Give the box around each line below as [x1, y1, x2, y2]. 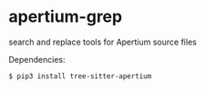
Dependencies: [8, 54, 66, 65]
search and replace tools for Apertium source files [8, 36, 197, 47]
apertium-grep [8, 6, 123, 27]
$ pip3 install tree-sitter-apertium [8, 71, 152, 81]
